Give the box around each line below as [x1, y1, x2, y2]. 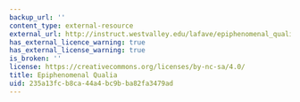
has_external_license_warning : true [9, 46, 146, 55]
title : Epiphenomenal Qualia [9, 71, 118, 80]
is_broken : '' [9, 54, 62, 63]
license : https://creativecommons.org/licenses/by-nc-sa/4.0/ [9, 63, 246, 72]
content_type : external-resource [9, 21, 134, 30]
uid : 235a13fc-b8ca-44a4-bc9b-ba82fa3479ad [9, 79, 174, 88]
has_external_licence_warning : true [9, 37, 146, 47]
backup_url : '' [9, 12, 66, 22]
